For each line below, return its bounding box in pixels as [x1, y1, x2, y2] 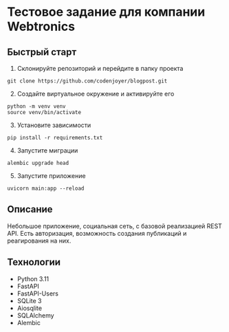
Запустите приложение [17, 172, 86, 179]
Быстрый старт [7, 46, 77, 58]
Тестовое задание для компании [7, 4, 206, 20]
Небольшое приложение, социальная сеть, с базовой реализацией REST [7, 221, 222, 230]
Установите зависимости [17, 121, 91, 129]
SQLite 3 [17, 296, 42, 305]
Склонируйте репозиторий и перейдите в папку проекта [17, 65, 184, 72]
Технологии [7, 256, 61, 268]
